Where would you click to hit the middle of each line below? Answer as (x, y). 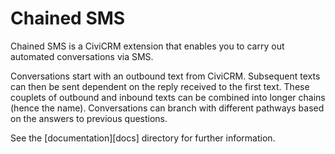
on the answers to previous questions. (89, 118)
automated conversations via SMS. (82, 56)
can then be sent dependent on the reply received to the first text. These (160, 86)
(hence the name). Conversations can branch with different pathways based (167, 108)
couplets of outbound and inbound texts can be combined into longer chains (168, 97)
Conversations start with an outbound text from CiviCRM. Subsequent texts (165, 76)
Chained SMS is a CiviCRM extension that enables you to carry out (147, 46)
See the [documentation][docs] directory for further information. (143, 138)
